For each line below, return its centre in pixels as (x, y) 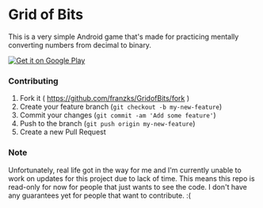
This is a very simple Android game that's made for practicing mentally (124, 37)
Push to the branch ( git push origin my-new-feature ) (107, 124)
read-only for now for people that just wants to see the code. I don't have (128, 187)
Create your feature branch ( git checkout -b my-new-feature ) (121, 107)
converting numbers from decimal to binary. (80, 44)
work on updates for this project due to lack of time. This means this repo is (131, 178)
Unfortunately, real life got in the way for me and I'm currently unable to (125, 170)
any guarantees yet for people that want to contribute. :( (100, 195)
